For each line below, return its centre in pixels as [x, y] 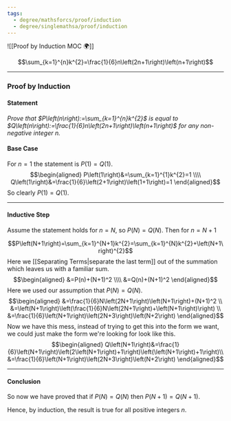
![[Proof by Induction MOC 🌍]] [51, 46]
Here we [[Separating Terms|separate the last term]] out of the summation [112, 261]
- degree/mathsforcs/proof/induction [67, 20]
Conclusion [24, 381]
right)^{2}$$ [115, 250]
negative [20, 133]
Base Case [23, 149]
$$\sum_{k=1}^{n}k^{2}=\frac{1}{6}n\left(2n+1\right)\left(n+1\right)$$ [115, 62]
